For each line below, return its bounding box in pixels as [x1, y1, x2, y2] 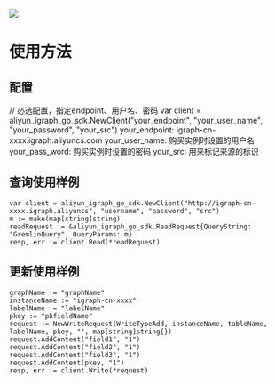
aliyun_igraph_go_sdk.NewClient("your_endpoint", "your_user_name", [9, 116, 263, 125]
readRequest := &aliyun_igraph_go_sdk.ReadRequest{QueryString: [9, 222, 252, 231]
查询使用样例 [9, 174, 80, 190]
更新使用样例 [9, 264, 80, 279]
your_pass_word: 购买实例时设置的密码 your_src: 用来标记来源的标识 [9, 147, 259, 156]
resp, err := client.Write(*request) [9, 365, 149, 375]
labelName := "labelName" [9, 303, 105, 313]
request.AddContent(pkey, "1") [9, 358, 125, 367]
